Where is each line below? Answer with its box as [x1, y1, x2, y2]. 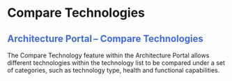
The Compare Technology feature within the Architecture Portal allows [7, 51, 210, 59]
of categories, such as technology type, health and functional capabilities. [7, 66, 220, 74]
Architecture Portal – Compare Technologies [7, 33, 204, 45]
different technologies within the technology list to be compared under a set [7, 59, 225, 67]
